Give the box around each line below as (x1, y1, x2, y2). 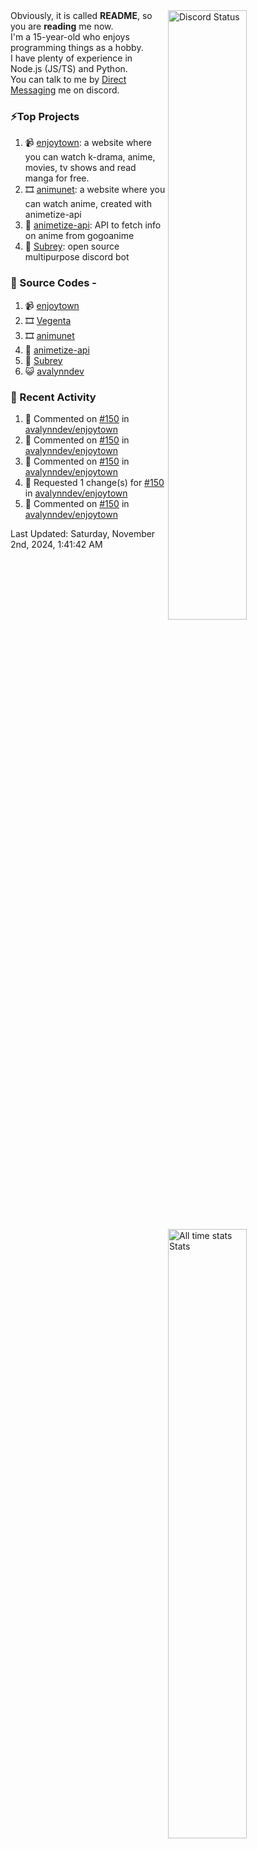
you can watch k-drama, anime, (24, 151, 156, 163)
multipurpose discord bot (24, 251, 130, 263)
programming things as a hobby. (10, 42, 144, 53)
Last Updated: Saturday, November (10, 527, 156, 539)
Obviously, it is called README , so (10, 10, 153, 21)
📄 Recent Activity (10, 390, 97, 404)
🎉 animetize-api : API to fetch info (24, 219, 162, 231)
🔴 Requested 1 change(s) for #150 (24, 476, 165, 488)
